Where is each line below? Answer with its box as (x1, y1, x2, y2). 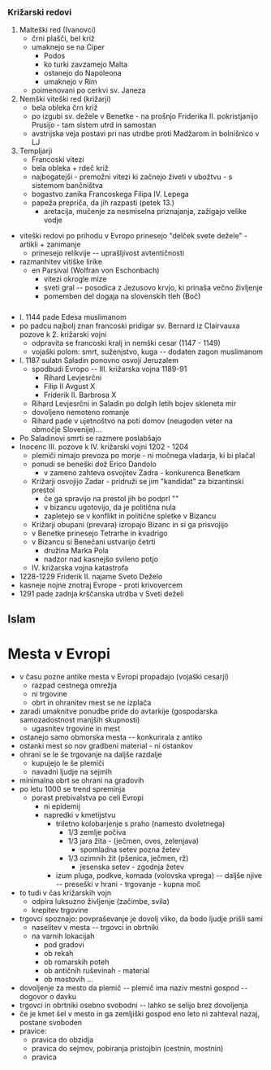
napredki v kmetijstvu (43, 810, 116, 819)
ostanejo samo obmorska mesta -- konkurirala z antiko (19, 732, 203, 742)
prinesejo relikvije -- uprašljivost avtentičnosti (31, 248, 184, 258)
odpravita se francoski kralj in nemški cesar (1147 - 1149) (31, 338, 221, 347)
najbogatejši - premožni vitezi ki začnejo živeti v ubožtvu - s (31, 172, 233, 181)
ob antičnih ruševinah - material (43, 966, 150, 975)
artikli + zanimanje (19, 239, 81, 250)
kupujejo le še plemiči (31, 758, 105, 767)
